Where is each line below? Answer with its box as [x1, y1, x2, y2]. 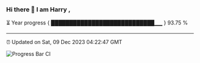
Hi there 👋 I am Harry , [6, 5, 71, 14]
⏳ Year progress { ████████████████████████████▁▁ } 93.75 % [6, 19, 189, 26]
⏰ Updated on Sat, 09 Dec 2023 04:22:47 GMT [6, 39, 123, 46]
